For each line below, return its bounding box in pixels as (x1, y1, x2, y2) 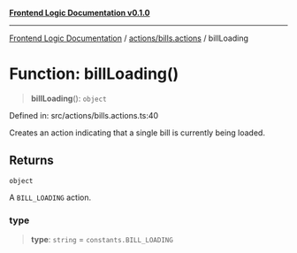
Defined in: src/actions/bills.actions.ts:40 (9, 110, 159, 120)
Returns (9, 153, 55, 168)
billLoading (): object (30, 93, 108, 103)
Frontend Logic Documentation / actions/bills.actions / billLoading (9, 33, 249, 43)
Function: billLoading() (9, 64, 179, 84)
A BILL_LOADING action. (9, 192, 91, 203)
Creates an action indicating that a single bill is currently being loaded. (9, 127, 265, 138)
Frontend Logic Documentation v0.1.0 (9, 8, 150, 18)
